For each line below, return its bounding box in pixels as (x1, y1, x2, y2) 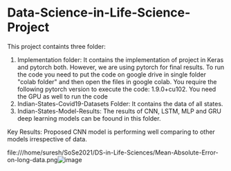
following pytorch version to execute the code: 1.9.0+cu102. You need (17, 85, 216, 93)
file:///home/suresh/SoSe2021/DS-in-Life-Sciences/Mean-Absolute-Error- (7, 148, 219, 157)
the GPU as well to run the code (17, 92, 109, 101)
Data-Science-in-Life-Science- (7, 5, 191, 21)
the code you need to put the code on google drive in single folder (17, 70, 206, 79)
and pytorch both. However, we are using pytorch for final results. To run (17, 63, 225, 71)
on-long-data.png (7, 155, 58, 163)
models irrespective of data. (7, 134, 88, 143)
